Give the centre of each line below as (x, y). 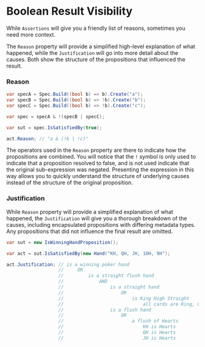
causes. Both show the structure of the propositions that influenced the (96, 59)
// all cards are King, (127, 304)
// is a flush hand (105, 310)
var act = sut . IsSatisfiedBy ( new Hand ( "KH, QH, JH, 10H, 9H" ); (88, 253)
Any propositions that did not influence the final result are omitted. (89, 231)
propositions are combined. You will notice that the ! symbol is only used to (101, 157)
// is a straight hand (109, 287)
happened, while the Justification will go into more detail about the (92, 52)
